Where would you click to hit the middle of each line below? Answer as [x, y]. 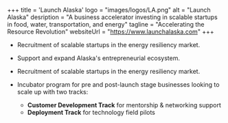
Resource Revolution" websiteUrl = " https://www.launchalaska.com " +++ [111, 31]
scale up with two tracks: [53, 92]
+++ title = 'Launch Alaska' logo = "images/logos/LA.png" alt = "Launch [109, 10]
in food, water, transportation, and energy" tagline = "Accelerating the [106, 24]
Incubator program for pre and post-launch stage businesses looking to [118, 84]
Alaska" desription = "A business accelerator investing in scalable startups [112, 17]
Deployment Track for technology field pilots [91, 112]
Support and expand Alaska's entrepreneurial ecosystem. [99, 58]
